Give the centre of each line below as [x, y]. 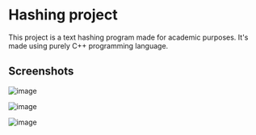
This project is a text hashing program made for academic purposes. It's [128, 37]
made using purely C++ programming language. [88, 45]
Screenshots [41, 72]
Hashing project [63, 15]
